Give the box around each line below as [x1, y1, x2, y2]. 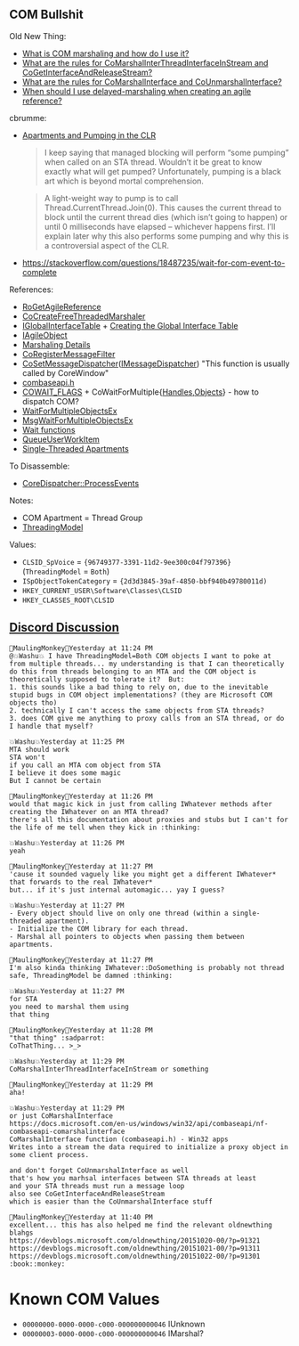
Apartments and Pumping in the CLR [21, 129, 157, 141]
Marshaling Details [21, 339, 91, 350]
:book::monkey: [9, 1260, 66, 1269]
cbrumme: [9, 112, 47, 123]
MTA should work [9, 745, 69, 754]
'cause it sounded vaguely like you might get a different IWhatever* [9, 869, 277, 878]
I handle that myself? [9, 722, 93, 730]
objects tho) [9, 698, 58, 707]
